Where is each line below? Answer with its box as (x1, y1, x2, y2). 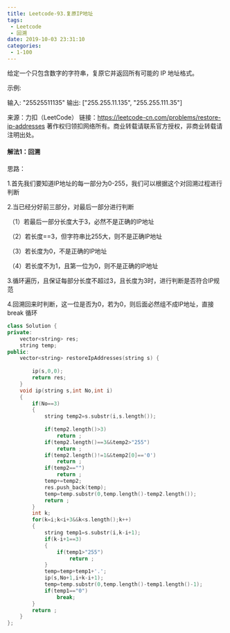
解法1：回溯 (7, 147, 41, 156)
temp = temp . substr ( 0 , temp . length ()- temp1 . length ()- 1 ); (44, 581, 203, 588)
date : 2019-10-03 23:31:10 (7, 36, 85, 43)
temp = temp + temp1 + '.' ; (44, 568, 107, 575)
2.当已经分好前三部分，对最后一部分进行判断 (7, 203, 134, 211)
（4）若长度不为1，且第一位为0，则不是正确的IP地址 (8, 262, 159, 270)
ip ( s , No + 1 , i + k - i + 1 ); (44, 575, 104, 582)
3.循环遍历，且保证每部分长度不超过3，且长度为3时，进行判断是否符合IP (7, 277, 214, 285)
